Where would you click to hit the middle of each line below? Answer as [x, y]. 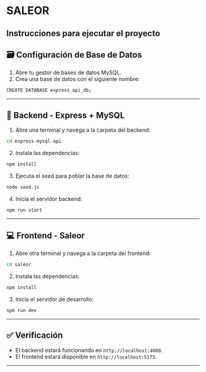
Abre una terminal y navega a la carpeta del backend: [83, 130]
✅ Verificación [35, 336]
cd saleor [19, 265]
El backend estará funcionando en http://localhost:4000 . [89, 350]
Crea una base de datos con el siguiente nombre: [77, 79]
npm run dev [21, 311]
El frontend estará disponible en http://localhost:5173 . [86, 357]
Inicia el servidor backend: [49, 199]
